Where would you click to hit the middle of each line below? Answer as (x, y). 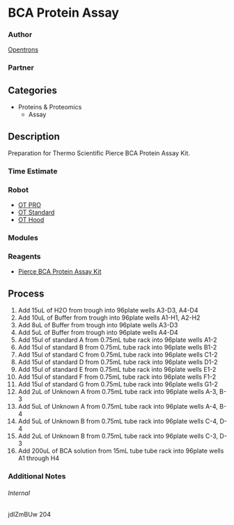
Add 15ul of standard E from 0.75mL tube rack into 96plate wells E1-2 (117, 370)
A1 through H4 (39, 458)
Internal (19, 493)
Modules (23, 238)
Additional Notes (37, 476)
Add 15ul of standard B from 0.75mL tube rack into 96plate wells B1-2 (117, 347)
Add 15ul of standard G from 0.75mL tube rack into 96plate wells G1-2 (118, 384)
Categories (33, 90)
